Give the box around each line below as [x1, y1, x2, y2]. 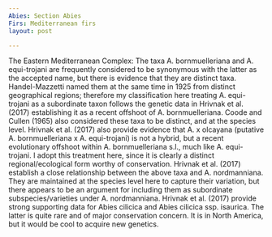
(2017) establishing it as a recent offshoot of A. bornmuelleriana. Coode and [8, 108, 262, 117]
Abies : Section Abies [8, 11, 82, 20]
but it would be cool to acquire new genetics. [8, 219, 160, 229]
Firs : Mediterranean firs [8, 19, 96, 28]
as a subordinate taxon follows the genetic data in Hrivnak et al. [31, 99, 244, 109]
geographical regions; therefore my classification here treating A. [8, 91, 227, 100]
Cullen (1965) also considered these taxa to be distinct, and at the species [8, 116, 257, 126]
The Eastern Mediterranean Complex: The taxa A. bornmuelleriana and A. [8, 56, 254, 66]
